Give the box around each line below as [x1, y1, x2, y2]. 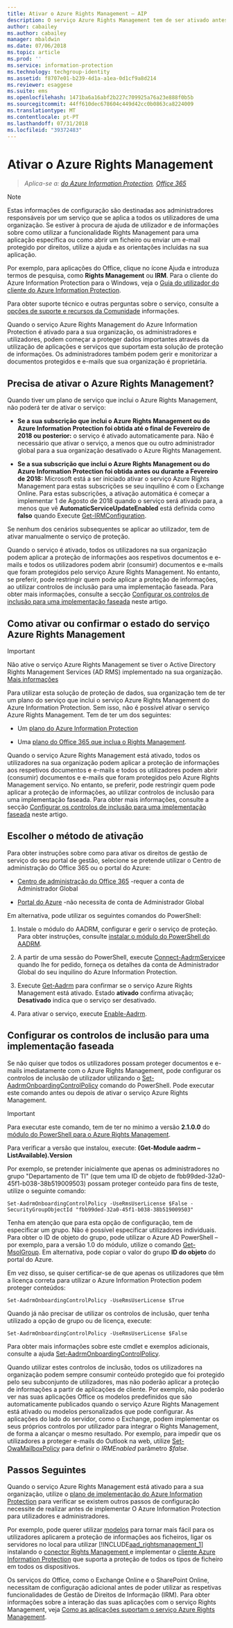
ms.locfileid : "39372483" [7, 126, 82, 133]
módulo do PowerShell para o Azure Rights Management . [7, 1130, 171, 1138]
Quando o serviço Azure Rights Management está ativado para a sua [7, 1483, 204, 1491]
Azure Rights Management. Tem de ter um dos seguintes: [7, 710, 172, 719]
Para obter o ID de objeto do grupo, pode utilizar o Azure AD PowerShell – [7, 1233, 218, 1241]
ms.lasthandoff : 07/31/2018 [7, 120, 89, 127]
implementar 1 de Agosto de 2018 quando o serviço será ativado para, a [17, 497, 223, 505]
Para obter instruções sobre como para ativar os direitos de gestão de [7, 848, 208, 857]
